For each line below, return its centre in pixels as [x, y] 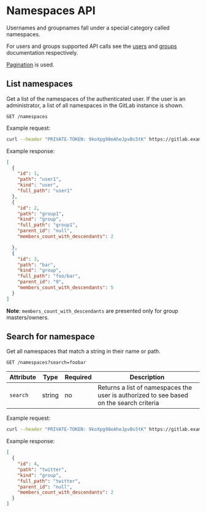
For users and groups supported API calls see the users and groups [92, 46]
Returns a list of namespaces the [145, 388]
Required [78, 377]
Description [147, 377]
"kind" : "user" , [38, 185]
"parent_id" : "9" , [41, 282]
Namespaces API [51, 11]
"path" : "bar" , [37, 265]
